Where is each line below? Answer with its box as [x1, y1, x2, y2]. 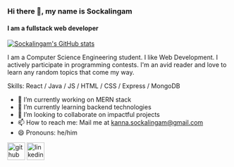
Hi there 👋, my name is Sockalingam [7, 6, 133, 16]
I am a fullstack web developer [7, 24, 99, 32]
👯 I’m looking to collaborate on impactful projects [17, 111, 160, 119]
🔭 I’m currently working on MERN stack [17, 95, 132, 104]
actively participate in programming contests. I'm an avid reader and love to [7, 61, 227, 69]
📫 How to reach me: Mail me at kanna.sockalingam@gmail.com [17, 118, 204, 127]
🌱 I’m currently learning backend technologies [17, 103, 152, 111]
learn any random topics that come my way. [7, 68, 135, 77]
